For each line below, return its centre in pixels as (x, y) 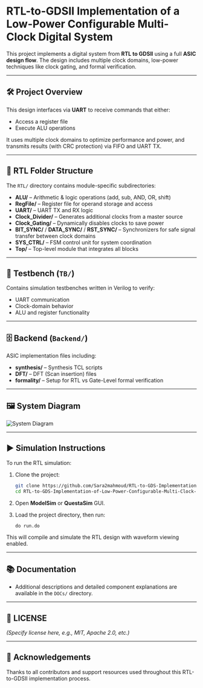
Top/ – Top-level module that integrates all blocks (77, 249)
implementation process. (60, 678)
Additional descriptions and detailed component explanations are (96, 587)
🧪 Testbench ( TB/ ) (40, 273)
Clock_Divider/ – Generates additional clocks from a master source (99, 216)
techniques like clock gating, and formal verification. (72, 66)
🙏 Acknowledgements (49, 657)
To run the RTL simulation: (39, 463)
